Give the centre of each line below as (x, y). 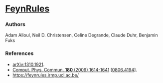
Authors (15, 24)
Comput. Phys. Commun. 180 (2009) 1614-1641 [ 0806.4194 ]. (75, 69)
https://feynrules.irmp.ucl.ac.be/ (45, 75)
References (19, 53)
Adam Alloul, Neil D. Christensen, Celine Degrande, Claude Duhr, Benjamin (81, 35)
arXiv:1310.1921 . (28, 64)
